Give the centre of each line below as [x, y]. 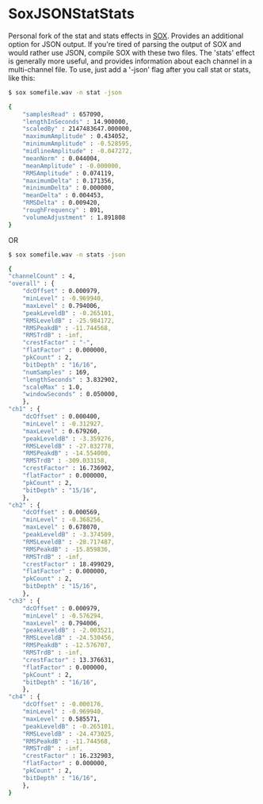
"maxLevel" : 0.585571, [62, 719]
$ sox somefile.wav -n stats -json [67, 255]
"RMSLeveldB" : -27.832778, [69, 446]
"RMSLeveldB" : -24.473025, [69, 734]
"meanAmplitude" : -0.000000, [72, 166]
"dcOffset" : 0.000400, [62, 417]
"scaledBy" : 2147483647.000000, [78, 129]
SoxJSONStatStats [71, 14]
